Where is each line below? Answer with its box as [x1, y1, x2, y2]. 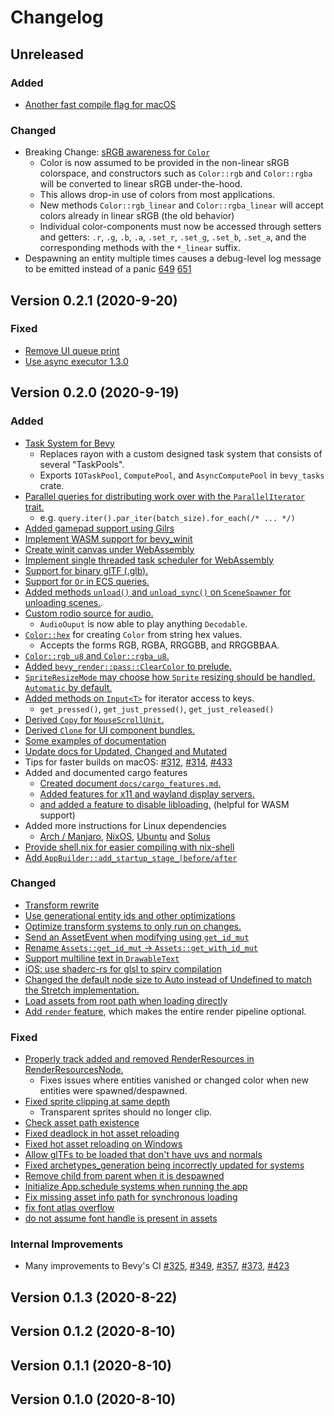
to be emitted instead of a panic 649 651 [24, 263, 192, 275]
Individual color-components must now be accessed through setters [39, 221, 322, 233]
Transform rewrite [24, 899, 100, 911]
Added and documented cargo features [24, 766, 188, 778]
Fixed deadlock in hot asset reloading [24, 1127, 180, 1140]
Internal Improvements [10, 1237, 124, 1251]
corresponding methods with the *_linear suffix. [39, 242, 242, 254]
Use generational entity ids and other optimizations [24, 909, 236, 921]
